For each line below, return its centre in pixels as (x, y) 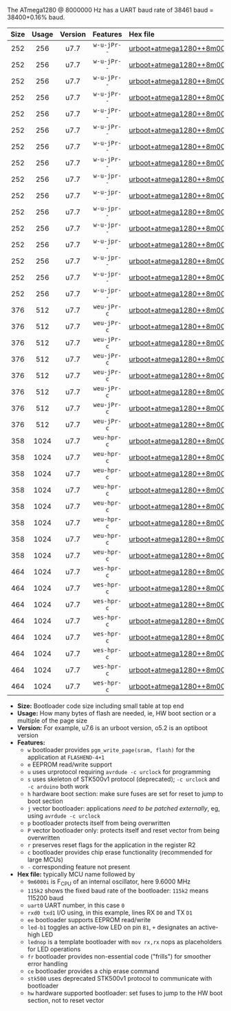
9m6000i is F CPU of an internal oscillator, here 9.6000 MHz (109, 882)
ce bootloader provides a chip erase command (93, 971)
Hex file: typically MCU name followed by (76, 874)
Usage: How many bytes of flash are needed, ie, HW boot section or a (117, 713)
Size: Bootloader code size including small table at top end (100, 706)
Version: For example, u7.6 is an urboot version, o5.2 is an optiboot (112, 728)
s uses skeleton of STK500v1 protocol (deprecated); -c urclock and (123, 779)
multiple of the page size (52, 720)
